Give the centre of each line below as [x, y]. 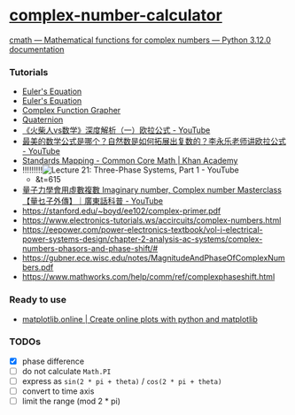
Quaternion [43, 119]
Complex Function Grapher [71, 111]
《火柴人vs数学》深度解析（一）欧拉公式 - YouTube [116, 130]
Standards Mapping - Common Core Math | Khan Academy [130, 161]
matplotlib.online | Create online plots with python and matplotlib [140, 319]
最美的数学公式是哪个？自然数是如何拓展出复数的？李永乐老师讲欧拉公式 [154, 142]
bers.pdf [38, 267]
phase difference [53, 361]
